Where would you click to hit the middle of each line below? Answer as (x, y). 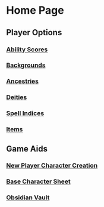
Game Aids (27, 149)
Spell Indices (25, 113)
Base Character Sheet (38, 181)
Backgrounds (26, 65)
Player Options (34, 33)
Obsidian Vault (28, 197)
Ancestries (22, 81)
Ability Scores (27, 50)
